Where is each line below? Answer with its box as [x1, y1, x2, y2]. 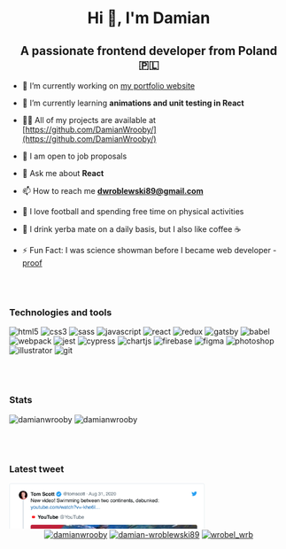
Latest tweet [9, 462, 65, 475]
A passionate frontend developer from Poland [19, 43, 278, 58]
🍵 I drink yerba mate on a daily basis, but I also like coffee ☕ [21, 224, 242, 234]
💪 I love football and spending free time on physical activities [21, 206, 244, 216]
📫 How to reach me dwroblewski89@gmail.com [21, 186, 204, 196]
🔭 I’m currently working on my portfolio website [21, 81, 196, 91]
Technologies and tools [9, 305, 112, 318]
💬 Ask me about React [21, 168, 104, 178]
